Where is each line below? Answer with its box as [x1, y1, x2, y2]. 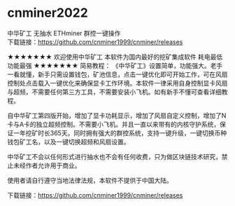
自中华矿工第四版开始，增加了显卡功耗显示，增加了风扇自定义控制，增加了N [7, 111, 227, 120]
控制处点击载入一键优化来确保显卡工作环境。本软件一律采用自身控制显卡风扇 [7, 78, 228, 87]
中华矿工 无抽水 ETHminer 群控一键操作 [7, 29, 121, 37]
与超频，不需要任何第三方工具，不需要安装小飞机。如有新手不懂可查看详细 [7, 88, 222, 96]
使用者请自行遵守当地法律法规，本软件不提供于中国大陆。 [7, 176, 173, 184]
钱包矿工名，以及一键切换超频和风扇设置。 [7, 137, 130, 146]
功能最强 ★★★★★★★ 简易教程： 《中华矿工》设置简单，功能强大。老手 [7, 61, 223, 69]
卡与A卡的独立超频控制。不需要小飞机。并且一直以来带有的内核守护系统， [7, 120, 220, 128]
